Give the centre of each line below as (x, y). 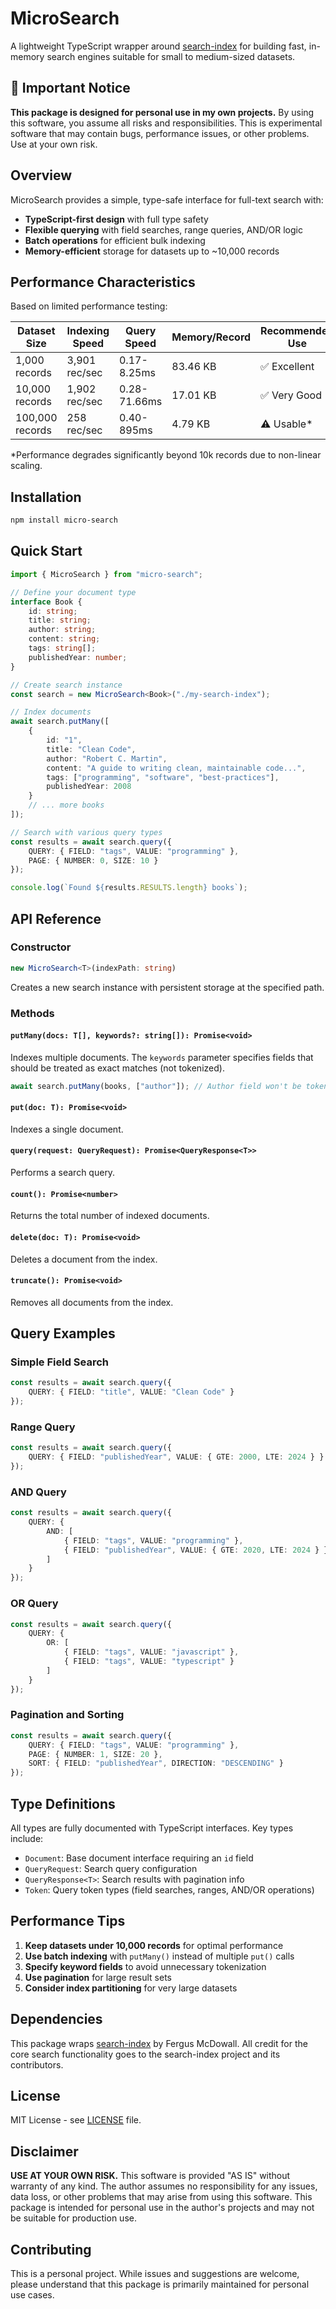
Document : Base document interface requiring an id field (139, 1858)
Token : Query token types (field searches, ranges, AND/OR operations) (169, 1890)
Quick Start (46, 551)
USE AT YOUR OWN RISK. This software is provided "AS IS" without (150, 2176)
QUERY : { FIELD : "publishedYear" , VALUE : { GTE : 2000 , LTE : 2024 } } (176, 1457)
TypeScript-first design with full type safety (116, 219)
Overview (41, 175)
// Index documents (51, 712)
